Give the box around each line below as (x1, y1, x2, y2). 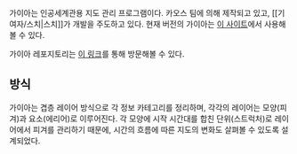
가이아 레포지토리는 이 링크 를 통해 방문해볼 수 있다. (9, 49, 185, 59)
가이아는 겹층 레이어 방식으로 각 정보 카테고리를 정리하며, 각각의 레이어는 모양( (9, 102, 280, 112)
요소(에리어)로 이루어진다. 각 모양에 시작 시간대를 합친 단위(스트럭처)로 (28, 113, 273, 124)
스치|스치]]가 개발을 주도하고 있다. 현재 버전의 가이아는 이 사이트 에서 (26, 19, 262, 29)
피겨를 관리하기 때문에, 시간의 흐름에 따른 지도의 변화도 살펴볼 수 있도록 (32, 124, 280, 135)
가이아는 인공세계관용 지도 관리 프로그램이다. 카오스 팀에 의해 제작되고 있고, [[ (9, 8, 278, 18)
